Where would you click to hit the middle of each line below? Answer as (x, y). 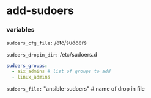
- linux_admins (31, 77)
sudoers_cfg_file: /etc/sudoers (46, 43)
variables (20, 30)
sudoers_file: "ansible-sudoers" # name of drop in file (75, 89)
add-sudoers (40, 11)
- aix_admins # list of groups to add (61, 72)
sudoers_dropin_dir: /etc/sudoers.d (52, 55)
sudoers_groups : (27, 66)
